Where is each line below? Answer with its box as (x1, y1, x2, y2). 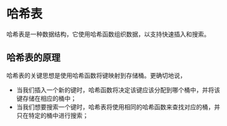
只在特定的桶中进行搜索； (16, 111, 89, 119)
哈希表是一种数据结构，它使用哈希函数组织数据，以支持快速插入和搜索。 (6, 30, 210, 38)
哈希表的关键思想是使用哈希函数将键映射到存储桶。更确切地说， (6, 71, 186, 79)
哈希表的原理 (6, 52, 61, 63)
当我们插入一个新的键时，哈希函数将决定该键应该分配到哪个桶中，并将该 (16, 86, 220, 94)
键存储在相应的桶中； (16, 94, 77, 102)
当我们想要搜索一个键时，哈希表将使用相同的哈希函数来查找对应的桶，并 (16, 103, 220, 111)
